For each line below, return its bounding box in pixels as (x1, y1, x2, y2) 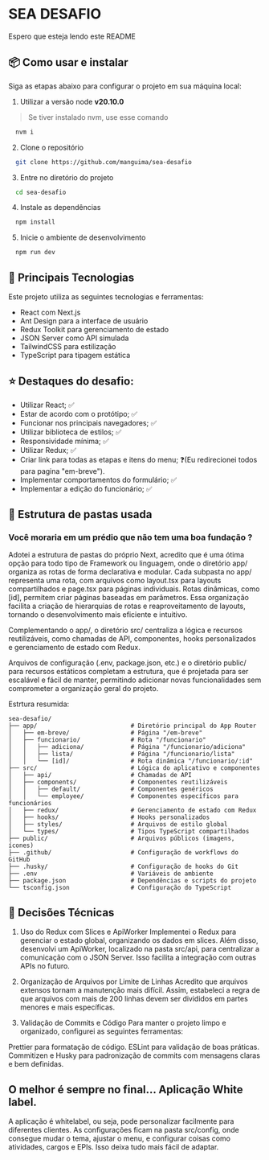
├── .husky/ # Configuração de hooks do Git (8, 862, 239, 871)
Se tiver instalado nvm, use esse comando (27, 112, 169, 121)
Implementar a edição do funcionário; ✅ (19, 483, 153, 493)
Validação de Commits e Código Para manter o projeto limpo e (19, 1018, 226, 1028)
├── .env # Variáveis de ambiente (8, 870, 214, 878)
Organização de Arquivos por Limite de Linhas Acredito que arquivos (19, 977, 248, 986)
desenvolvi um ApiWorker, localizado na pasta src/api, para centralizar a (19, 944, 259, 954)
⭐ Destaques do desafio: (8, 375, 134, 389)
